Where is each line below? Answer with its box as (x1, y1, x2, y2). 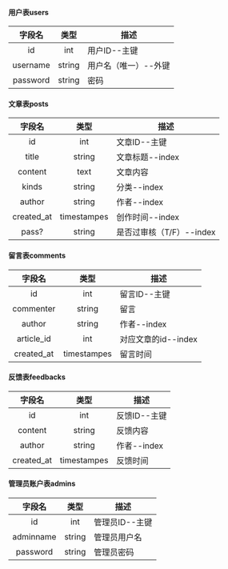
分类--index (115, 182, 164, 193)
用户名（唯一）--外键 (87, 60, 170, 71)
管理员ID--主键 (93, 517, 153, 528)
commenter (12, 303, 56, 314)
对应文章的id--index (119, 333, 198, 344)
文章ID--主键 (115, 137, 167, 148)
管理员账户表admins (8, 479, 76, 488)
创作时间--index (115, 212, 180, 223)
